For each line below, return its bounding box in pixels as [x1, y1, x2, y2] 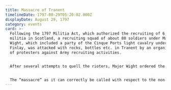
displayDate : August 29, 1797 [5, 17, 70, 22]
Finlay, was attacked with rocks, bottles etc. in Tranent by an [10, 45, 152, 50]
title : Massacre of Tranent [5, 7, 65, 13]
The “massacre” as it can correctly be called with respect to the [10, 77, 156, 82]
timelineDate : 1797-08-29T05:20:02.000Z [5, 12, 93, 17]
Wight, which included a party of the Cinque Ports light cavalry [10, 41, 154, 46]
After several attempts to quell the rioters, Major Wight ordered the [10, 64, 165, 69]
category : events [5, 21, 42, 27]
